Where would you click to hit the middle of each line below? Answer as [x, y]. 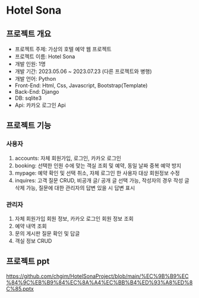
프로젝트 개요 [29, 34]
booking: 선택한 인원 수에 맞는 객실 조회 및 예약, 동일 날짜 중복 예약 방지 [98, 165]
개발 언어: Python [35, 79]
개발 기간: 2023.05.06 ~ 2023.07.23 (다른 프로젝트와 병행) [83, 71]
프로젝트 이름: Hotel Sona [45, 56]
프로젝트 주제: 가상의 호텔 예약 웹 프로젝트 [63, 49]
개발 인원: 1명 [30, 64]
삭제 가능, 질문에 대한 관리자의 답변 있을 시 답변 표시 [75, 188]
